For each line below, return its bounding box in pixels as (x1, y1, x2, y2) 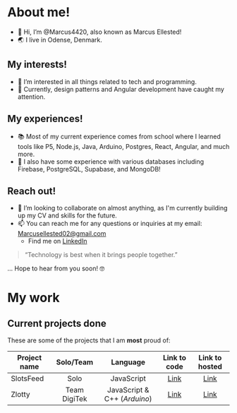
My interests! (7, 59, 67, 71)
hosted (197, 361, 222, 371)
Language (111, 357, 146, 367)
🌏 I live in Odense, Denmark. (17, 35, 102, 44)
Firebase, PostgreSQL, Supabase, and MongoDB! (17, 164, 161, 173)
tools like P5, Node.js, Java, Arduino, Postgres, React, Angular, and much (17, 142, 230, 150)
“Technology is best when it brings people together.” (24, 251, 178, 259)
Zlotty (11, 390, 30, 400)
